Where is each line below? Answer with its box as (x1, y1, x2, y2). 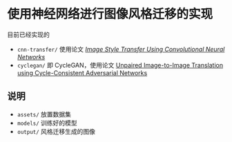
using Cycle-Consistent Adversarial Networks (17, 68, 148, 77)
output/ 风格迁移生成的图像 (17, 127, 95, 135)
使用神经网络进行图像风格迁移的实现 (7, 6, 213, 22)
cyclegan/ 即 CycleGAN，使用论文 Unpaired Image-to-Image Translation (17, 61, 223, 69)
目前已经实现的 (7, 30, 50, 39)
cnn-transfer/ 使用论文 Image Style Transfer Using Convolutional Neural (17, 45, 225, 53)
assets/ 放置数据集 (17, 110, 71, 118)
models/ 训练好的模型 (17, 119, 77, 127)
